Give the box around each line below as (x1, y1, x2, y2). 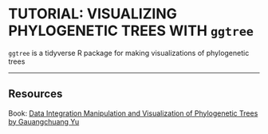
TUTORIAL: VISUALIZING (8, 5, 177, 23)
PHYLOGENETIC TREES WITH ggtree (8, 22, 254, 40)
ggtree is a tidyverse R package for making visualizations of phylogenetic (8, 48, 250, 57)
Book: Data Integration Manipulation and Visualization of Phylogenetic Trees (8, 108, 258, 118)
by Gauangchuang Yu (8, 116, 80, 126)
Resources (8, 87, 63, 100)
